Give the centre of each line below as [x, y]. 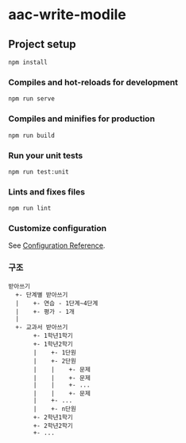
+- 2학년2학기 [53, 425]
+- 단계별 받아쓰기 [42, 295]
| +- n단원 [55, 409]
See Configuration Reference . [57, 245]
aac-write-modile [67, 15]
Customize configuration [58, 229]
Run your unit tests [46, 155]
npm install [28, 62]
